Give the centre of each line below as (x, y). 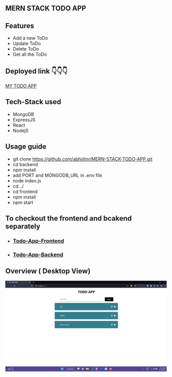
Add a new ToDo (30, 38)
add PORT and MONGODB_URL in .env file (57, 175)
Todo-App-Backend (38, 254)
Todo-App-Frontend (38, 241)
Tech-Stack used (33, 102)
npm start (23, 202)
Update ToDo (27, 43)
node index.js (27, 180)
